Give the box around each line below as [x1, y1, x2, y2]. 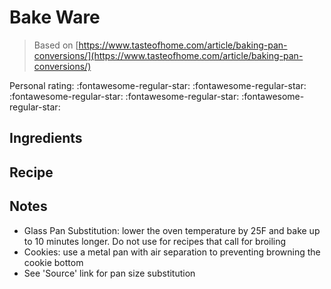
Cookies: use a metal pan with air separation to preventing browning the [23, 246, 321, 258]
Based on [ [33, 39, 79, 51]
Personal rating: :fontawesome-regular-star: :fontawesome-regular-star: [9, 79, 307, 91]
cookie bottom [23, 256, 84, 268]
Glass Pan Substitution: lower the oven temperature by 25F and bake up [23, 224, 321, 236]
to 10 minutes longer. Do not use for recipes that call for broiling [23, 235, 287, 247]
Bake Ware [9, 6, 101, 29]
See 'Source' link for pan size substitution [23, 267, 196, 279]
